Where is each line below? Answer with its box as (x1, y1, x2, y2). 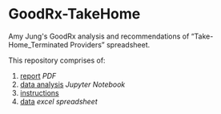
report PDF (19, 71, 57, 80)
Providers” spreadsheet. (70, 39, 151, 49)
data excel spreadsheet (19, 96, 98, 106)
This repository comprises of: (8, 55, 106, 65)
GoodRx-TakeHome (8, 5, 141, 23)
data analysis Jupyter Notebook (19, 79, 126, 89)
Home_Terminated (8, 39, 69, 49)
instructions (19, 88, 60, 97)
